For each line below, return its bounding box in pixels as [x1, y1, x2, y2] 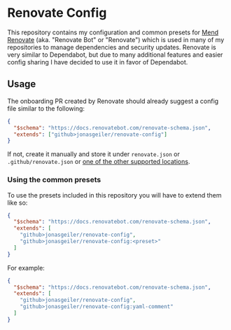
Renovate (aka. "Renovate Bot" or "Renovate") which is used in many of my [7, 35, 225, 43]
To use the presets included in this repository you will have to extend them [7, 191, 222, 199]
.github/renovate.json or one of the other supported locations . [7, 158, 190, 166]
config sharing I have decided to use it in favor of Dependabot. [7, 57, 188, 66]
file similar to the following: [7, 104, 85, 113]
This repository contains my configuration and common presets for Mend [7, 28, 219, 36]
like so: [7, 198, 28, 207]
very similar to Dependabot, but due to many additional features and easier [7, 50, 223, 59]
